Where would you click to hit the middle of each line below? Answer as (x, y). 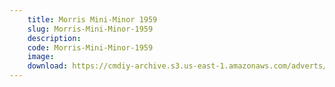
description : (54, 38)
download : (48, 66)
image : (41, 57)
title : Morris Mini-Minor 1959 (92, 19)
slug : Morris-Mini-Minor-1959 (90, 29)
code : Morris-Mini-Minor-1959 (90, 47)
